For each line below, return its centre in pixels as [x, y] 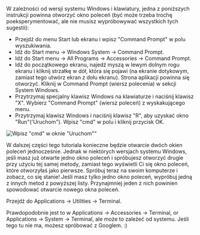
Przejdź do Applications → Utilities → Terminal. [64, 201]
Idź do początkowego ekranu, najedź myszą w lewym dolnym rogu [97, 65]
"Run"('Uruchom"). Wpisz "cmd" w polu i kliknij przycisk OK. [90, 122]
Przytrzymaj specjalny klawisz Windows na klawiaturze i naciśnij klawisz [104, 96]
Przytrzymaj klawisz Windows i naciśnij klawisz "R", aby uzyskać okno [101, 115]
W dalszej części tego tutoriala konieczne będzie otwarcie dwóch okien [94, 145]
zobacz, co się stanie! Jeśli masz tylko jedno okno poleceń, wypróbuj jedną [99, 177]
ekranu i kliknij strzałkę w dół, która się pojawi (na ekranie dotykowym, [102, 71]
